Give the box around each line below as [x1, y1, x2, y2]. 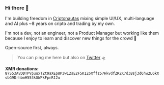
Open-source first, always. [5, 45, 59, 51]
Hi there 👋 [5, 4, 29, 11]
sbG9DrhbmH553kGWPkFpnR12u [5, 75, 60, 80]
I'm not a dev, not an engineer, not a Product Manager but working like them [5, 30, 159, 36]
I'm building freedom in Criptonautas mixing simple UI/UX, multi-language [5, 16, 155, 21]
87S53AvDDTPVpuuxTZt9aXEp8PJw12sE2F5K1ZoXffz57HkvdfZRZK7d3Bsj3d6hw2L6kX [5, 71, 160, 76]
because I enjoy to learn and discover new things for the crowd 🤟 [5, 35, 137, 41]
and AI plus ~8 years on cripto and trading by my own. [5, 21, 115, 26]
